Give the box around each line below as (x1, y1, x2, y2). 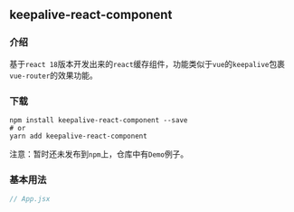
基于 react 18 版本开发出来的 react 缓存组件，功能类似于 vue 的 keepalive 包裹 (9, 58, 285, 69)
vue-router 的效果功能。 (9, 70, 98, 81)
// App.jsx (9, 195, 51, 204)
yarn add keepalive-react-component (9, 131, 147, 140)
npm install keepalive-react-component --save (9, 115, 188, 125)
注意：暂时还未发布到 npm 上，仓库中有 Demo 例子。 (9, 149, 189, 159)
